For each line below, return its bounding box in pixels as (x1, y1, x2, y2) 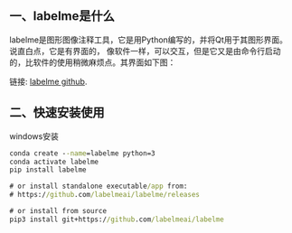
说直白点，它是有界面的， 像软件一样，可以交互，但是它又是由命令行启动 (9, 45, 281, 56)
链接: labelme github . (9, 76, 88, 87)
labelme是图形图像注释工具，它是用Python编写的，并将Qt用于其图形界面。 (9, 34, 287, 45)
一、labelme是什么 (9, 8, 115, 24)
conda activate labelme (9, 157, 99, 166)
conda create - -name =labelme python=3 (9, 148, 155, 158)
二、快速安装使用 (9, 105, 105, 120)
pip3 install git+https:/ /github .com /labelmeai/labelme (9, 215, 224, 224)
